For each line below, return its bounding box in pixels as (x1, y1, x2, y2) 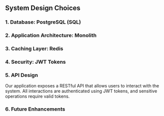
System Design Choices (5, 4, 81, 12)
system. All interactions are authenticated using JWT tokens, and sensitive (5, 88, 158, 94)
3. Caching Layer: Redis (5, 45, 63, 52)
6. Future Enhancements (5, 106, 65, 113)
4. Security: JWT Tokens (5, 59, 66, 66)
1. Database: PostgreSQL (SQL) (5, 19, 81, 26)
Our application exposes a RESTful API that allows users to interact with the (5, 83, 160, 89)
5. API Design (5, 72, 38, 78)
